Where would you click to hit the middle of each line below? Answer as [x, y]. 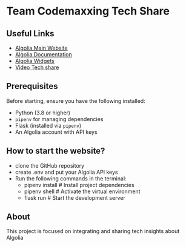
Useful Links [30, 34]
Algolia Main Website [41, 48]
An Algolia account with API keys [56, 132]
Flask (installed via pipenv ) [48, 125]
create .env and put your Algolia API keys [66, 172]
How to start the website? [56, 151]
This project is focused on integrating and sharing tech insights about [93, 231]
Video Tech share [37, 67]
